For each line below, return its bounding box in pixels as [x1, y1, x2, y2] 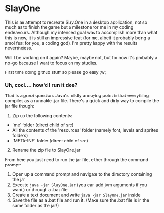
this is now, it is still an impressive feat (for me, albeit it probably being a [5, 35, 150, 41]
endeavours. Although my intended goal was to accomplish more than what [5, 29, 158, 35]
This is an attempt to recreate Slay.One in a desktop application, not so [5, 19, 148, 25]
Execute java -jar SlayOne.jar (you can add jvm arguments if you [12, 182, 147, 188]
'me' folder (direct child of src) [12, 122, 74, 128]
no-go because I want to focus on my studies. [5, 60, 98, 66]
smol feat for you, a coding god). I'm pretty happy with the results [5, 40, 138, 46]
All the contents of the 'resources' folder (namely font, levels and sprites [12, 127, 158, 133]
